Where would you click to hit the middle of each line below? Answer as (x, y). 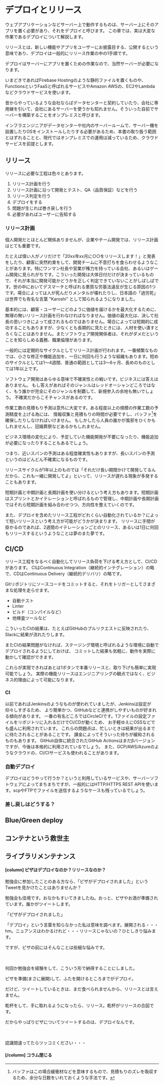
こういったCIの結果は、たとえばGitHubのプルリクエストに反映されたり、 (78, 628)
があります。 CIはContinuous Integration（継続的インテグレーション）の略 (80, 567)
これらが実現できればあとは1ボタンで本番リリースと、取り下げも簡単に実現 (81, 667)
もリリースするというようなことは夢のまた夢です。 (56, 533)
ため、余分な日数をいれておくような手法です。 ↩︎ (66, 1077)
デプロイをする (27, 202)
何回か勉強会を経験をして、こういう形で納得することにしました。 (71, 968)
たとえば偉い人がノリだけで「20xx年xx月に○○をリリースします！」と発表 (80, 256)
